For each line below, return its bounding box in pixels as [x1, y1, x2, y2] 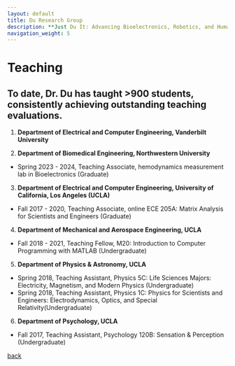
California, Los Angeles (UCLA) [17, 191, 111, 199]
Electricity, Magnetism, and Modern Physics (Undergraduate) [17, 281, 194, 290]
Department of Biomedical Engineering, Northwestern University [17, 149, 211, 157]
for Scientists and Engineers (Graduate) [17, 212, 131, 220]
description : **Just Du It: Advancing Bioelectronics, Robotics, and [7, 23, 215, 30]
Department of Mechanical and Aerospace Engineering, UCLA [17, 225, 201, 234]
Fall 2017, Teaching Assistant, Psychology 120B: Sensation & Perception [17, 330, 225, 339]
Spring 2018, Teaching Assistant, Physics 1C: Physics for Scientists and [17, 288, 223, 297]
